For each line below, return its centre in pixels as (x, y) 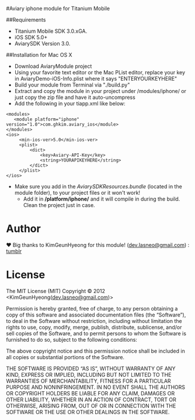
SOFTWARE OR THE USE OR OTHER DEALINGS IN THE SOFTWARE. (88, 412)
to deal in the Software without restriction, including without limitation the (94, 321)
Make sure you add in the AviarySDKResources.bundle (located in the (98, 186)
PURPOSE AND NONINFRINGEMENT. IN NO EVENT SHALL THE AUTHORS (96, 387)
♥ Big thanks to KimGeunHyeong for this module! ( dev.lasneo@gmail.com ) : (98, 245)
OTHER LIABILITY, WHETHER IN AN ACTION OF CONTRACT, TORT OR (91, 400)
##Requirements (26, 20)
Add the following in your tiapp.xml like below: (70, 104)
